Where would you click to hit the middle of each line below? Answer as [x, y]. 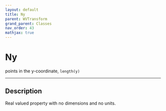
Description [23, 91]
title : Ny [15, 14]
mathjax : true [20, 33]
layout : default [22, 10]
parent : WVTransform [26, 19]
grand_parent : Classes [28, 24]
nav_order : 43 [20, 28]
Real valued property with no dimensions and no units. [61, 103]
